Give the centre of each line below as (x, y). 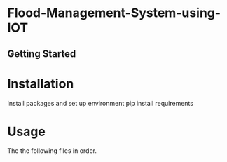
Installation (41, 84)
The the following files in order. (52, 151)
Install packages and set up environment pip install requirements (101, 103)
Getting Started (42, 54)
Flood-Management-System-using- (114, 13)
